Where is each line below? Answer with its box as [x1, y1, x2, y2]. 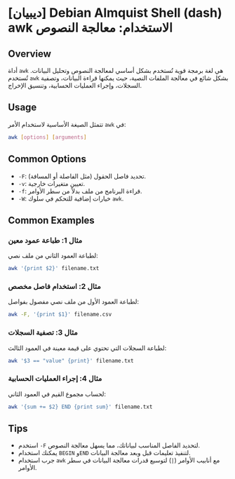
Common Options [8, 153, 87, 166]
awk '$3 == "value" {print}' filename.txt [8, 357, 134, 364]
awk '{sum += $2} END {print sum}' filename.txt [8, 403, 153, 410]
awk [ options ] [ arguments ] [8, 133, 87, 141]
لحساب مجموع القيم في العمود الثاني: [8, 389, 107, 398]
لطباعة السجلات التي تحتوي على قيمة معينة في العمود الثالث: [8, 344, 167, 352]
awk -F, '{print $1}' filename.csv [8, 311, 112, 318]
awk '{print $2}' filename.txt [8, 265, 100, 272]
